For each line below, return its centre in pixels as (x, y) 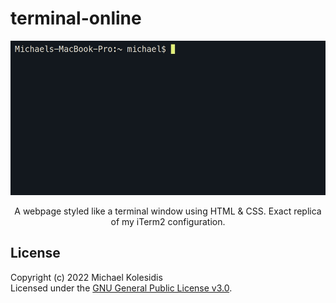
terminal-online (76, 18)
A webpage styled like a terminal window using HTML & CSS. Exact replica (168, 211)
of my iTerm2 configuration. (168, 222)
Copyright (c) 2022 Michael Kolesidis (86, 277)
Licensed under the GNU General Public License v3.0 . (121, 288)
